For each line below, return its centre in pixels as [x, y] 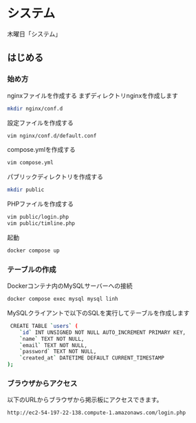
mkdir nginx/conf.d [35, 108]
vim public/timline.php [41, 224]
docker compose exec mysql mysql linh [63, 299]
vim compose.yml [30, 163]
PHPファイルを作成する [41, 204]
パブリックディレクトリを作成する [55, 177]
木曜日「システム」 [34, 34]
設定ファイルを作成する [40, 122]
